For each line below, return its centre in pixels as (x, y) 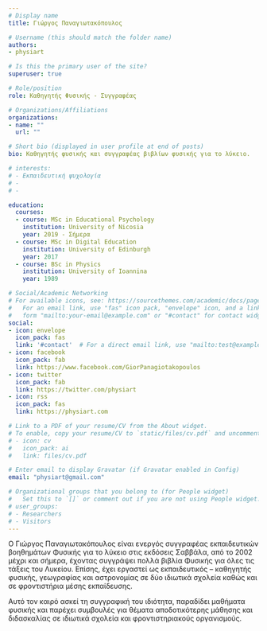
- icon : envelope (37, 330)
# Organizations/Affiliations (58, 110)
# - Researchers (35, 514)
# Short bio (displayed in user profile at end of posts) (106, 147)
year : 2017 (41, 257)
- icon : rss (28, 397)
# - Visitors (30, 521)
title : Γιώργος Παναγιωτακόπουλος (66, 23)
